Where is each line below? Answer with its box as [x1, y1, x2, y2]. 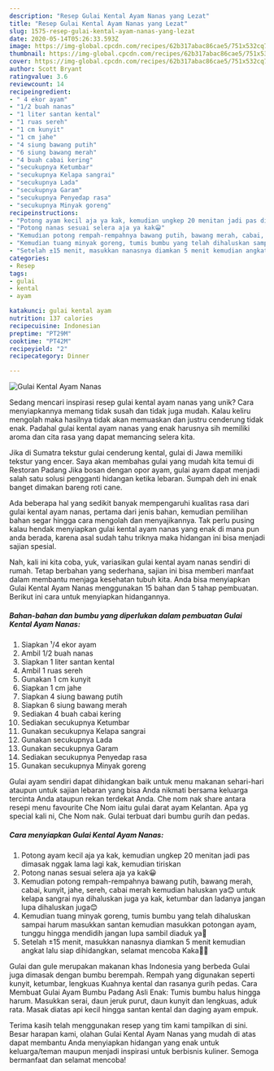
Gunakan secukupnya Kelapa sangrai [20, 726, 146, 736]
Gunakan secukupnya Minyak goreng [20, 761, 146, 770]
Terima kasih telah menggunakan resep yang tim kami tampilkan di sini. [9, 1021, 248, 1030]
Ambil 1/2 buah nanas [20, 648, 94, 658]
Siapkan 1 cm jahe [20, 683, 82, 693]
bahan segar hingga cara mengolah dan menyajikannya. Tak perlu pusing [9, 516, 255, 525]
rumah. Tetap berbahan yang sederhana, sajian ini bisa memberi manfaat [9, 566, 254, 576]
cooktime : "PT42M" [9, 337, 72, 345]
